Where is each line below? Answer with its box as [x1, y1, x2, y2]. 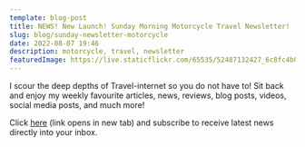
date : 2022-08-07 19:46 [9, 38, 100, 48]
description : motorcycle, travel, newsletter [9, 47, 184, 56]
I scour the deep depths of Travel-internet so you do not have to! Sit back [9, 81, 284, 91]
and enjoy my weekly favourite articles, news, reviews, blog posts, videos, [9, 90, 287, 101]
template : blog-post [9, 13, 88, 23]
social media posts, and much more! [9, 100, 145, 110]
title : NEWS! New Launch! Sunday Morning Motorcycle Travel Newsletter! [9, 22, 290, 31]
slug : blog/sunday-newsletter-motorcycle [9, 30, 169, 39]
